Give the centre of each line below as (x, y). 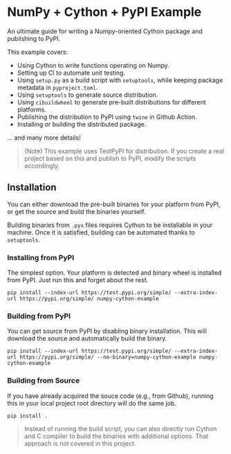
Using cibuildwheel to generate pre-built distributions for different (111, 102)
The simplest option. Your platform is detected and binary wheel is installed (114, 273)
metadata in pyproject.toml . (57, 87)
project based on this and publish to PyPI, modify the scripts (110, 158)
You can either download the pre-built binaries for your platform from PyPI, (114, 204)
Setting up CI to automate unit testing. (71, 73)
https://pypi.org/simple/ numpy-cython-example (89, 299)
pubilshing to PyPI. (34, 38)
